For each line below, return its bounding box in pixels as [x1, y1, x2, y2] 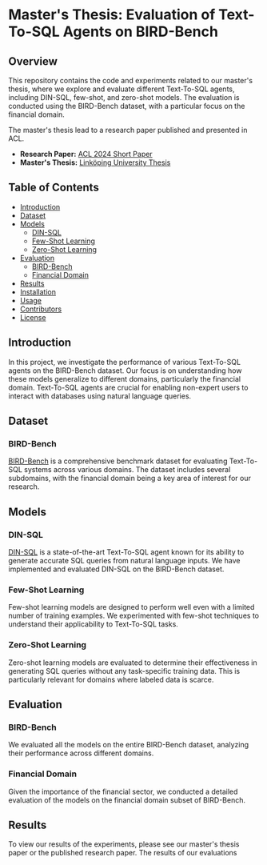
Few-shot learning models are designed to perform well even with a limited [8, 603, 255, 612]
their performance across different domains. [8, 748, 154, 758]
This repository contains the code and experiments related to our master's [8, 76, 253, 85]
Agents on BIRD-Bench [62, 22, 218, 41]
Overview [8, 54, 58, 68]
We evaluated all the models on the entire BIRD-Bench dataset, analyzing [8, 740, 249, 750]
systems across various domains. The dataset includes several [23, 465, 231, 475]
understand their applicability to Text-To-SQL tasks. [8, 619, 178, 629]
